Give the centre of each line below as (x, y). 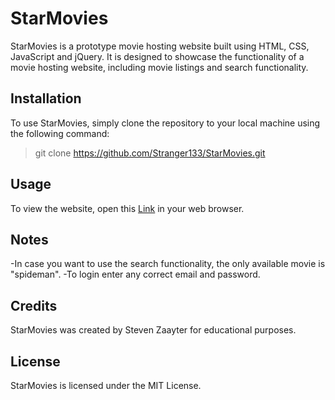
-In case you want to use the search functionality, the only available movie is (168, 264)
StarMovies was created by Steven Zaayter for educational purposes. (153, 330)
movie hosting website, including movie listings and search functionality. (159, 67)
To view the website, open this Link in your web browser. (127, 208)
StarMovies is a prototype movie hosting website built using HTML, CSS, (160, 46)
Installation (46, 98)
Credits (34, 305)
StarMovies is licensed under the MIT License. (106, 385)
